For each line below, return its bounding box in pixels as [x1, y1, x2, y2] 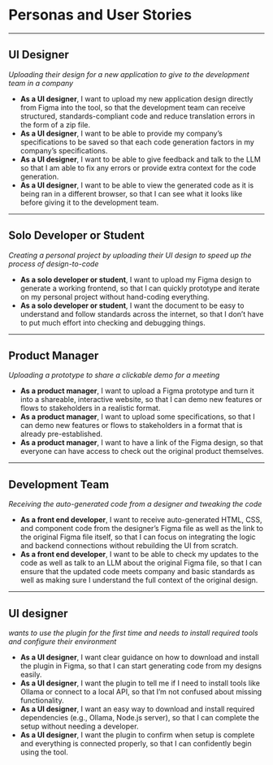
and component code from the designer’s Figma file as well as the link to [19, 524, 264, 534]
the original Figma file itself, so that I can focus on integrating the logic [19, 532, 256, 542]
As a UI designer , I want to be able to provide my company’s [19, 128, 223, 138]
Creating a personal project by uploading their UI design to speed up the [8, 250, 252, 260]
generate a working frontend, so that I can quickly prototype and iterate [19, 283, 260, 293]
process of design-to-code [8, 258, 99, 269]
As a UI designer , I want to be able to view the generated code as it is [19, 180, 254, 190]
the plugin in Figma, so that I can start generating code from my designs [19, 661, 262, 671]
